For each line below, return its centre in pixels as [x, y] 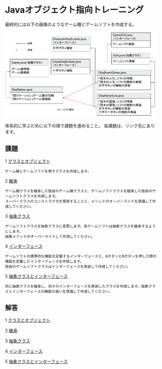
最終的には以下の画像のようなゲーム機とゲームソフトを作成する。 [71, 24]
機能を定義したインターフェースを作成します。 [44, 262]
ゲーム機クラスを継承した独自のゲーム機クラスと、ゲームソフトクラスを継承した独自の [79, 191]
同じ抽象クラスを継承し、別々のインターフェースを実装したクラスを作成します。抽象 [77, 286]
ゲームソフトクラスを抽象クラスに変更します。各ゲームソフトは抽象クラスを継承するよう [81, 226]
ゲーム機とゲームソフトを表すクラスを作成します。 [48, 171]
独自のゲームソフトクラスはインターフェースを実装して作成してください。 [68, 267]
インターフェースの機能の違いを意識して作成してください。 [62, 292]
